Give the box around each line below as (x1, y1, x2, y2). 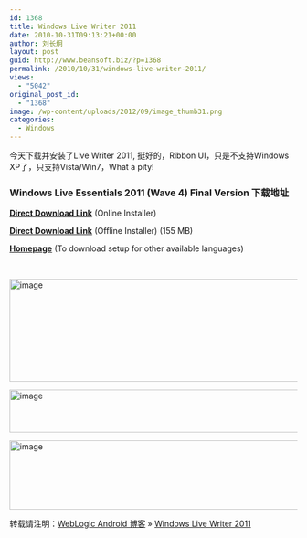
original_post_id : (9, 90, 79, 99)
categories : (9, 115, 55, 124)
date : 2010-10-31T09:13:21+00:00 (9, 30, 137, 39)
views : (9, 73, 35, 82)
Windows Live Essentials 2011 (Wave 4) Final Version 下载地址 (9, 186, 290, 199)
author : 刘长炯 (9, 38, 63, 48)
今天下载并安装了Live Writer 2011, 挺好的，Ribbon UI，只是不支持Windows (9, 150, 290, 161)
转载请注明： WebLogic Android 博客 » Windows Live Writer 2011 (9, 518, 251, 530)
